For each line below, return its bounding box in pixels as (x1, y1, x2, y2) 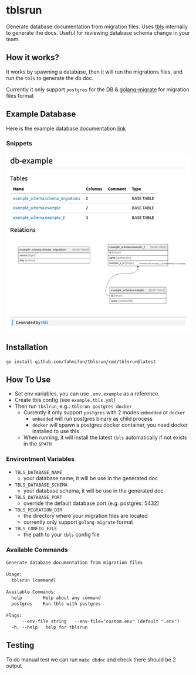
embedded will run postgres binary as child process (32, 415, 153, 423)
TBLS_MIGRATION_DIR (14, 507, 63, 513)
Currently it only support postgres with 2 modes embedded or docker (23, 409, 185, 416)
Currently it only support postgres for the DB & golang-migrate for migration (6, 86, 190, 93)
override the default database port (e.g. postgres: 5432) (23, 500, 160, 507)
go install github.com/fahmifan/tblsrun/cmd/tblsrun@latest (6, 358, 157, 365)
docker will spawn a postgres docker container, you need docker (32, 421, 188, 428)
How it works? (6, 52, 60, 62)
